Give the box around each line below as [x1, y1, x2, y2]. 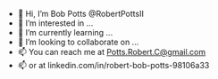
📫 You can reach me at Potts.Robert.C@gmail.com [17, 47, 206, 57]
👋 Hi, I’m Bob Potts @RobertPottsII [17, 9, 145, 19]
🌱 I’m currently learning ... [17, 28, 113, 37]
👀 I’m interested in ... [17, 18, 94, 28]
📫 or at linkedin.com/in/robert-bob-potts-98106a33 [17, 60, 210, 70]
